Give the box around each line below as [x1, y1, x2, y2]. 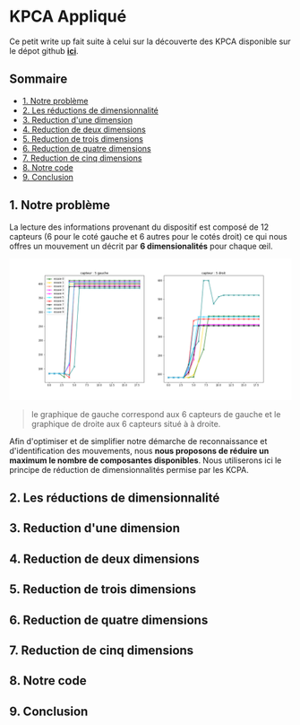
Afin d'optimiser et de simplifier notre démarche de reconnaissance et [9, 435, 268, 446]
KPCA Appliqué [9, 6, 127, 27]
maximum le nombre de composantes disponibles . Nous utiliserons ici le [9, 455, 282, 466]
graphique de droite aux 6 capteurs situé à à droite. [30, 418, 221, 429]
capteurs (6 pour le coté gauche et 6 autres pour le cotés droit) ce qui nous [9, 231, 288, 241]
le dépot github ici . [9, 45, 79, 56]
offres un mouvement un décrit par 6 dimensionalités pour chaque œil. [9, 240, 273, 251]
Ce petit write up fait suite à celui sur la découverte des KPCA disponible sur [9, 36, 291, 47]
